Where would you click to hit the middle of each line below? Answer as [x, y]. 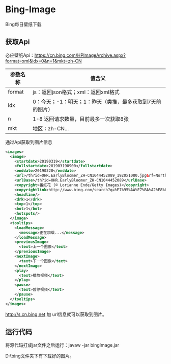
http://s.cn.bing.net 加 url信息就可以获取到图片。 [56, 314]
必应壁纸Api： [20, 55]
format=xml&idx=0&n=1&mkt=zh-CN [44, 61]
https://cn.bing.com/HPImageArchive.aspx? [80, 55]
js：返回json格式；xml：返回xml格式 [76, 92]
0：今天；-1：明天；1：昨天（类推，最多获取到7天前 [97, 102]
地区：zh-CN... [51, 128]
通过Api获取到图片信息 [29, 142]
